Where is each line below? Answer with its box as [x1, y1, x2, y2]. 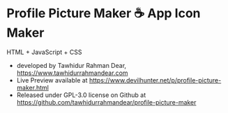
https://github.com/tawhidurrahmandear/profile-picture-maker [16, 98, 197, 106]
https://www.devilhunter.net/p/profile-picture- [89, 76, 222, 84]
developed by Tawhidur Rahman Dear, [16, 61, 127, 69]
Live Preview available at [16, 76, 88, 84]
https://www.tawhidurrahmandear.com [16, 69, 128, 77]
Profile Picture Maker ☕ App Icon [6, 6, 201, 21]
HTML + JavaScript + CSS [6, 48, 82, 56]
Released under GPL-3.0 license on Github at [16, 91, 146, 99]
